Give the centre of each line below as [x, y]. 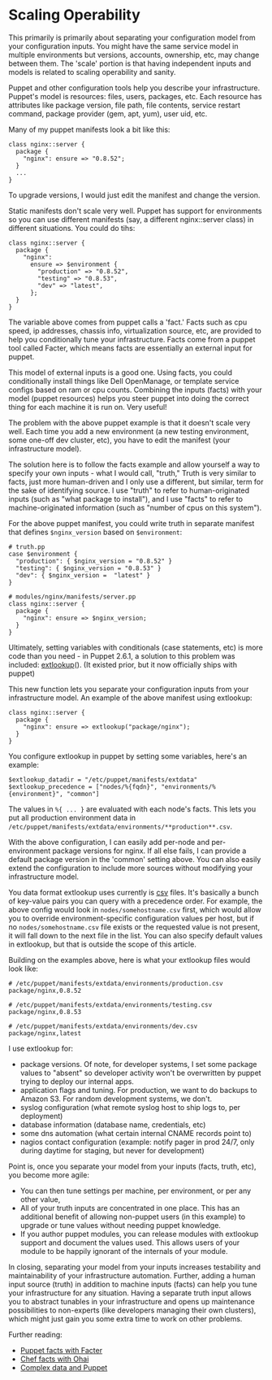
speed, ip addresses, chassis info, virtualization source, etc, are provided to [135, 330]
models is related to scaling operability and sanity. [92, 72]
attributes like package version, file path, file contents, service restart [125, 105]
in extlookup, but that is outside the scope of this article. [102, 944]
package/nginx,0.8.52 [45, 990]
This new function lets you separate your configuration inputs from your [129, 689]
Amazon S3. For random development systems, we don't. [116, 1099]
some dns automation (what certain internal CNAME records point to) [136, 1133]
